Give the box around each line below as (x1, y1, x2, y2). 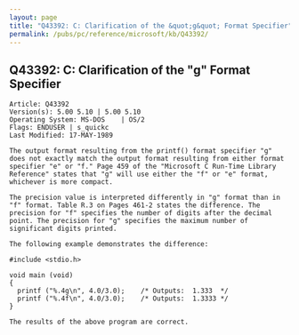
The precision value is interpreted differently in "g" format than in (9, 193, 280, 203)
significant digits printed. (9, 224, 117, 234)
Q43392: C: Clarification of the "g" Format (9, 62, 251, 77)
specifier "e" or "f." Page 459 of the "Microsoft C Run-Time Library (9, 162, 277, 171)
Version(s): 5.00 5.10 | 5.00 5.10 (9, 108, 141, 116)
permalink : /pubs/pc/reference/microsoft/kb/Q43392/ (9, 29, 209, 38)
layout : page (9, 12, 58, 22)
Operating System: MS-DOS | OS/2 (9, 116, 145, 124)
